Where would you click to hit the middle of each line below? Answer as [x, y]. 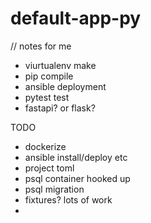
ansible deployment [65, 86]
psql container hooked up [77, 178]
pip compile [49, 76]
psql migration [54, 189]
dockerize [45, 146]
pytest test [47, 97]
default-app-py [76, 18]
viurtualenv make [60, 65]
